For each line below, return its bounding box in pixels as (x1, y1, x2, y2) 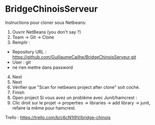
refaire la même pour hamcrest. (12, 105, 76, 111)
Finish (12, 89, 25, 95)
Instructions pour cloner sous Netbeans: (5, 20, 87, 25)
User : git (12, 59, 31, 65)
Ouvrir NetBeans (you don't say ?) (12, 29, 81, 35)
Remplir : (12, 39, 30, 45)
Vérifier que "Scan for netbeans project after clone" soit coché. (12, 84, 140, 90)
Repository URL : (12, 49, 47, 55)
